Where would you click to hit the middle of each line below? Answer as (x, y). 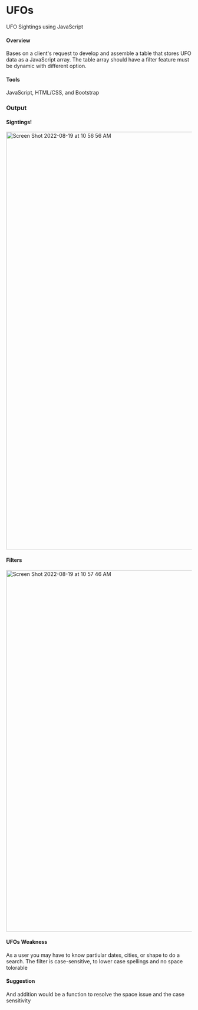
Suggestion (21, 981)
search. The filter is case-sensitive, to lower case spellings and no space (95, 961)
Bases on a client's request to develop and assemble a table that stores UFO (99, 53)
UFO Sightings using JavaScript (45, 27)
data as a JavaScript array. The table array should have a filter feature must (98, 60)
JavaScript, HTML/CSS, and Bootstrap (53, 93)
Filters (14, 560)
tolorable (17, 967)
